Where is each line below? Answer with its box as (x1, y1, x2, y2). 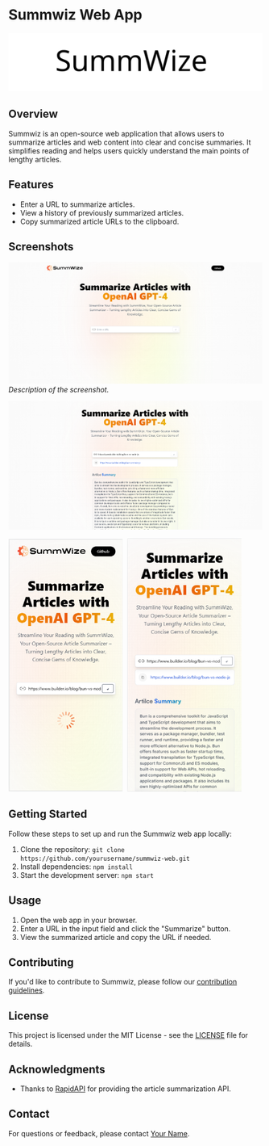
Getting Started (8, 808, 88, 821)
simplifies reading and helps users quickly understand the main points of (8, 145, 250, 155)
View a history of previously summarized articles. (19, 208, 184, 217)
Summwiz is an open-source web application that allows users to (8, 128, 225, 138)
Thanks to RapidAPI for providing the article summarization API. (19, 1084, 231, 1094)
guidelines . (8, 985, 45, 995)
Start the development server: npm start (19, 870, 155, 879)
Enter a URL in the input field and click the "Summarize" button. (19, 923, 231, 934)
